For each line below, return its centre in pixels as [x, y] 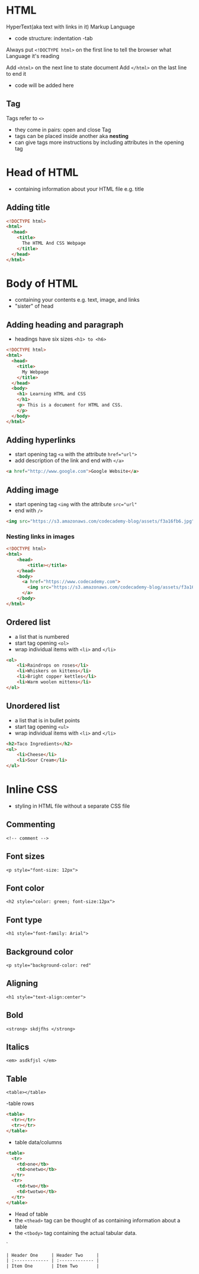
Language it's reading [33, 56]
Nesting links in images [41, 536]
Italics [18, 1047]
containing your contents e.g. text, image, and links [77, 300]
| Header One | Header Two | [53, 1255]
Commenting [31, 825]
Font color [25, 888]
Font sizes [25, 857]
